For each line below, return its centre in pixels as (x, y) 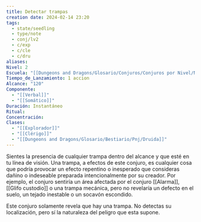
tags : (13, 23)
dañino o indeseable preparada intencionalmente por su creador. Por (91, 175)
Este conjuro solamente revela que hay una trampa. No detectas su (89, 206)
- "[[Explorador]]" (36, 128)
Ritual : (16, 112)
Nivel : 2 (17, 67)
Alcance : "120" (25, 84)
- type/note (27, 34)
